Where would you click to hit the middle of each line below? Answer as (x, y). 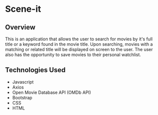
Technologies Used (35, 70)
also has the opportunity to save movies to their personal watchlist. (73, 55)
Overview (20, 27)
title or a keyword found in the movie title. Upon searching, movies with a (79, 44)
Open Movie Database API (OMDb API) (51, 92)
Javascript (23, 82)
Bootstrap (22, 97)
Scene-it (23, 9)
